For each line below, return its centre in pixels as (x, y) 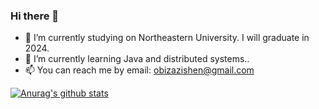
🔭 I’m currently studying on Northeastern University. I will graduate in (167, 38)
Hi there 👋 (35, 16)
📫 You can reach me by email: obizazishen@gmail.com (139, 70)
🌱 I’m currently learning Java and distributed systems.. (137, 59)
